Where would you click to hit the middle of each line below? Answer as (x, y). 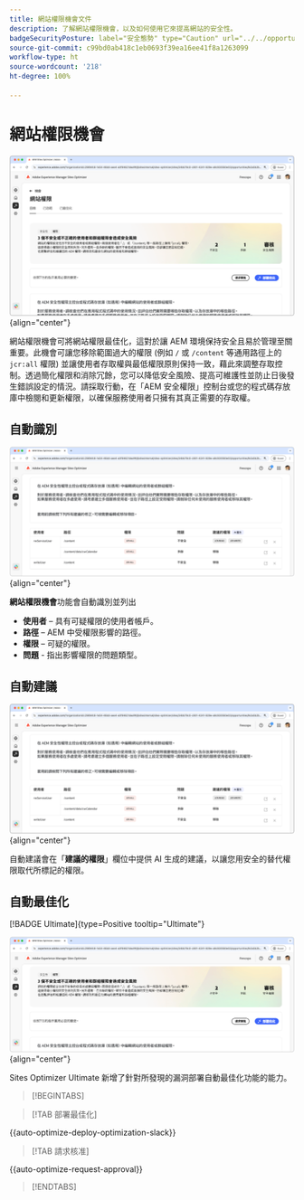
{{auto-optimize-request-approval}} (76, 1169)
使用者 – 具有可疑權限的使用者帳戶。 (90, 621)
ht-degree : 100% (40, 77)
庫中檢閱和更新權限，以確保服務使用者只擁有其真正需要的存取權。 (132, 398)
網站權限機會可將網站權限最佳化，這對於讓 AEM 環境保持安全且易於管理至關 (151, 341)
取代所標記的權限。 (52, 870)
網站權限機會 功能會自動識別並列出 (73, 602)
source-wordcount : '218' (56, 67)
